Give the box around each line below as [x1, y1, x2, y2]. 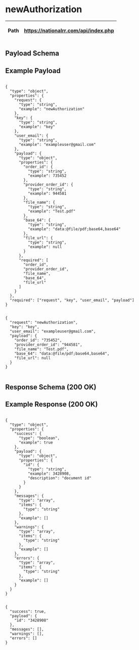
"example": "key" [18, 125, 56, 130]
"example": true [18, 440, 53, 445]
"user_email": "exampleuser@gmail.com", [10, 329, 96, 334]
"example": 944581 [27, 191, 67, 196]
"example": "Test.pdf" [27, 209, 76, 214]
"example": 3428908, [27, 471, 71, 476]
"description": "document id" [27, 476, 92, 481]
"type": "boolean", [18, 436, 60, 441]
